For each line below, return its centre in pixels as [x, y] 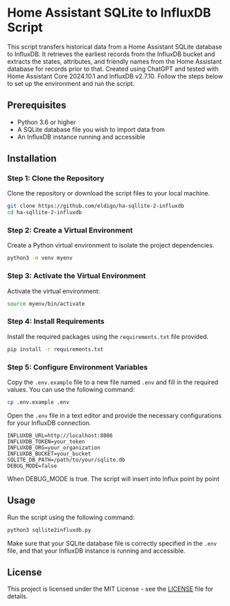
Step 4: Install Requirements [56, 322]
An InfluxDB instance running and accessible [81, 137]
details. [18, 596]
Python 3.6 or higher [46, 122]
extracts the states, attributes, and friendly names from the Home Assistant [114, 61]
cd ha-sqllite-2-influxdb [44, 213]
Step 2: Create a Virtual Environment [70, 230]
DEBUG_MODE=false [32, 466]
